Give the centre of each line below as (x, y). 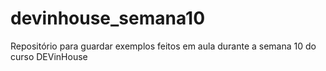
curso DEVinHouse (49, 56)
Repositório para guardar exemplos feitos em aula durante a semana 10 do (163, 46)
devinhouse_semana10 (108, 18)
